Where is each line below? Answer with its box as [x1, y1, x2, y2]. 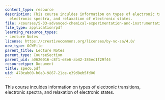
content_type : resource [5, 7, 54, 12]
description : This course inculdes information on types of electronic [5, 12, 155, 17]
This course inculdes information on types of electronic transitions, [5, 84, 141, 90]
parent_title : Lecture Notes [5, 48, 65, 53]
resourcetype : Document [5, 61, 54, 66]
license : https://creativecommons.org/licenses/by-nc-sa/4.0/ [5, 39, 135, 44]
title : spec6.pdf [5, 66, 41, 71]
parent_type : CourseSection [5, 52, 63, 58]
